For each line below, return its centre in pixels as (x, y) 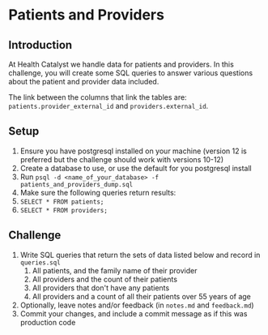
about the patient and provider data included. (84, 82)
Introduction (40, 45)
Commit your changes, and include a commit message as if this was (134, 313)
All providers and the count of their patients (105, 279)
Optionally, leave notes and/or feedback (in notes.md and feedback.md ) (137, 305)
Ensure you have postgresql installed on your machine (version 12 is (133, 151)
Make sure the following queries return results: (98, 192)
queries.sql (40, 262)
